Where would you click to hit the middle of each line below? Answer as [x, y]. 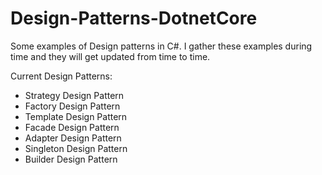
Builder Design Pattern [71, 159]
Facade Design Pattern [72, 127]
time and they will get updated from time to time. [110, 56]
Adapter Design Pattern [73, 138]
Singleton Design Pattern [76, 148]
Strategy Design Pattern [74, 95]
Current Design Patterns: [61, 76]
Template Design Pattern [76, 116]
